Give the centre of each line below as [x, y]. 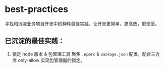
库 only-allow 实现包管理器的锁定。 [48, 60]
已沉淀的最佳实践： [35, 41]
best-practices [37, 9]
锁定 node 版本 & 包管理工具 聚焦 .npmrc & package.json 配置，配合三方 [86, 54]
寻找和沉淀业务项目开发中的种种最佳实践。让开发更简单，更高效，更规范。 [82, 23]
